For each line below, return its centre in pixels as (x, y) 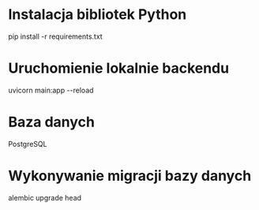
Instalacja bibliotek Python (98, 15)
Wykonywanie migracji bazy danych (130, 176)
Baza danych (51, 122)
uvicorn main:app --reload (51, 90)
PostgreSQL (28, 144)
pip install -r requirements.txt (55, 36)
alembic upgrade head (45, 197)
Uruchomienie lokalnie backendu (119, 68)
